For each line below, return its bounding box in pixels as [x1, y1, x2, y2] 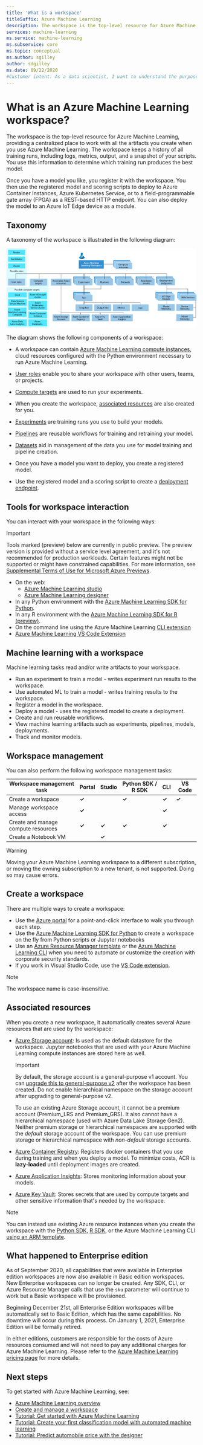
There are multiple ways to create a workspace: [6, 905, 125, 912]
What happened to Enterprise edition [6, 1250, 149, 1261]
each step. [14, 923, 42, 930]
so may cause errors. [6, 871, 59, 879]
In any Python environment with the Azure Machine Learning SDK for [14, 598, 187, 606]
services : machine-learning [6, 29, 77, 35]
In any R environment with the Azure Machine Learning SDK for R [14, 611, 178, 618]
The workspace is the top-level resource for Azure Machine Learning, [6, 133, 180, 140]
